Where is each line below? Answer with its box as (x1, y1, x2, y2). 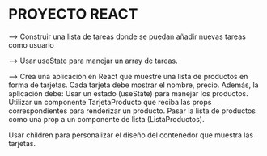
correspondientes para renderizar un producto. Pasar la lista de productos (8, 106, 256, 116)
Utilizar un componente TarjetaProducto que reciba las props (8, 97, 212, 107)
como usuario (8, 40, 54, 49)
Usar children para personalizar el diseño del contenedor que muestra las (8, 130, 253, 140)
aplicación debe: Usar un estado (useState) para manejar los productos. (8, 88, 248, 98)
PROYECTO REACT (8, 5, 138, 23)
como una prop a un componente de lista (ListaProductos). (8, 114, 205, 124)
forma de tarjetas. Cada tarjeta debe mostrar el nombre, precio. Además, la (8, 80, 259, 90)
